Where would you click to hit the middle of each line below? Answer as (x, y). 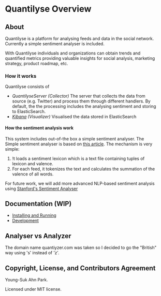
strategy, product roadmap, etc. (37, 63)
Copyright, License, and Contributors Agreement (80, 268)
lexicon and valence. (32, 163)
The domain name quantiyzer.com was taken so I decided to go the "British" (81, 248)
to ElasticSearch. (29, 112)
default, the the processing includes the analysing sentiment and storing (84, 106)
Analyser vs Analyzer (38, 236)
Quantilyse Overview (48, 9)
